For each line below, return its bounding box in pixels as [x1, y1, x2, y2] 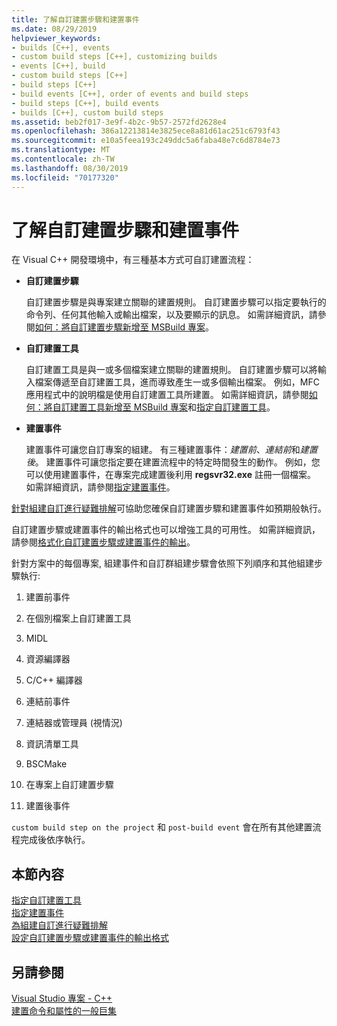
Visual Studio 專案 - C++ [11, 992, 113, 1005]
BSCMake [25, 758, 68, 770]
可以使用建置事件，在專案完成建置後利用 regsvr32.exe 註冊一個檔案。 [25, 469, 316, 481]
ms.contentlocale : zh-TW [11, 154, 115, 164]
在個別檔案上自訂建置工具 [25, 612, 132, 625]
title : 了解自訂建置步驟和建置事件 [11, 14, 140, 25]
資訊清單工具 [25, 738, 79, 750]
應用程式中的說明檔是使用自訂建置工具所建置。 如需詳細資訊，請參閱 [25, 389, 309, 401]
